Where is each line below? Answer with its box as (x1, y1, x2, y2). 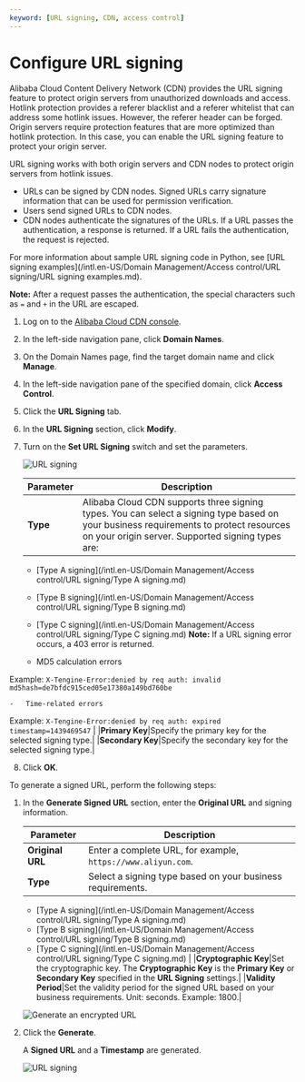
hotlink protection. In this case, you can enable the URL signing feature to (9, 131, 284, 142)
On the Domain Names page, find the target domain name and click (22, 351, 275, 362)
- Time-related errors (9, 699, 103, 708)
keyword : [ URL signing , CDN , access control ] (9, 13, 184, 23)
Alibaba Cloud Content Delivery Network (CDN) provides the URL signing (9, 83, 283, 94)
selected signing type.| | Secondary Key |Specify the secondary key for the (9, 734, 289, 745)
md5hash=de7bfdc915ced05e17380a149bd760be (9, 683, 172, 693)
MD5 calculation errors (35, 656, 123, 667)
